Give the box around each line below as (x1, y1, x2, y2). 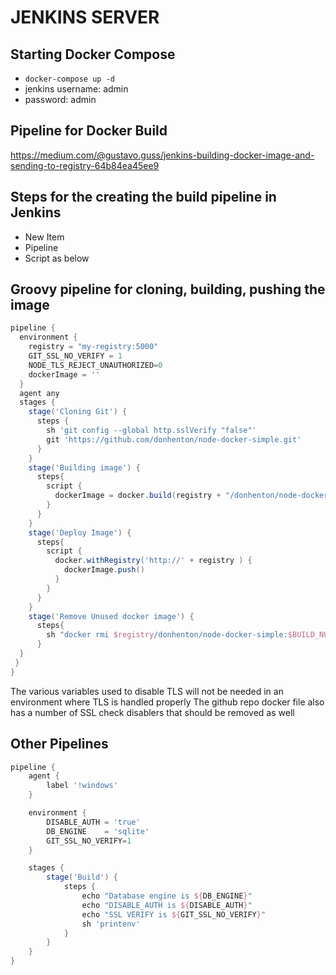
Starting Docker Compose (10, 46, 176, 63)
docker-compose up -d (24, 74, 115, 84)
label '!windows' (46, 781, 118, 791)
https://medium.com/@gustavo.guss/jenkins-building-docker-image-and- (10, 149, 315, 161)
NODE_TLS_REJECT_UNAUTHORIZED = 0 (28, 360, 163, 370)
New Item (24, 231, 65, 243)
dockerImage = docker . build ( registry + (54, 491, 222, 501)
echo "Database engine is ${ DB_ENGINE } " (81, 891, 253, 901)
